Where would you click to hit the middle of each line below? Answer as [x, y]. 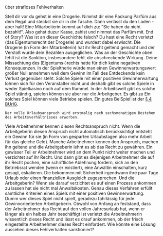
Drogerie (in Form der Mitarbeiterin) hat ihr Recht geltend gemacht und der [80, 47]
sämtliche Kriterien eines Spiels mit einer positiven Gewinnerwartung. [75, 193]
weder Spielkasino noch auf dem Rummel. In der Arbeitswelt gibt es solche [80, 89]
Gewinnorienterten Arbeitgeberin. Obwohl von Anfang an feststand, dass [78, 204]
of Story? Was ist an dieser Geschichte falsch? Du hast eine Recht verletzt [79, 37]
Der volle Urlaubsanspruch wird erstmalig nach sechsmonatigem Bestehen [80, 113]
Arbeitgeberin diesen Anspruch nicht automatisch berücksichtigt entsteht [79, 131]
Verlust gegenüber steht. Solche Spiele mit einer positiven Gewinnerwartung [82, 78]
